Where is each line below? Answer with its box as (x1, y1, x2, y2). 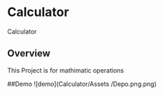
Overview (7, 47, 51, 59)
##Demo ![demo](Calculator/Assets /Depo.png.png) (7, 80, 157, 88)
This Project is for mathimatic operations (7, 66, 125, 74)
